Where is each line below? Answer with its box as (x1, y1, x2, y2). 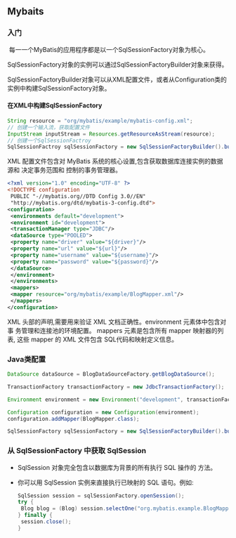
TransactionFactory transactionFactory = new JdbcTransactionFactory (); (7, 383, 225, 391)
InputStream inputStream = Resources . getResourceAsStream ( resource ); (7, 130, 216, 138)
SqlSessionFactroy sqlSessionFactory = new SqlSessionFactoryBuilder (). (7, 143, 225, 150)
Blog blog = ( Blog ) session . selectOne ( (20, 505, 138, 512)
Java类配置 (7, 354, 46, 364)
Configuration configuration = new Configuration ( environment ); (7, 409, 199, 416)
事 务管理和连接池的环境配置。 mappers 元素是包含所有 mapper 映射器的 (7, 326, 218, 334)
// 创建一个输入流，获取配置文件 (7, 124, 90, 131)
